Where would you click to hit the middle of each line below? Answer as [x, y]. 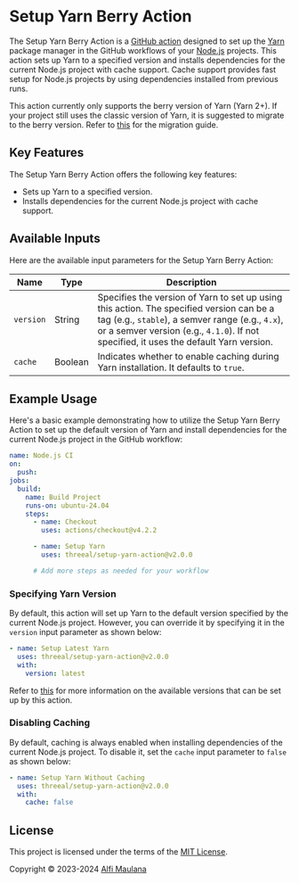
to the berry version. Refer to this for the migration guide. [114, 124]
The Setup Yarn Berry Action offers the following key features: [123, 174]
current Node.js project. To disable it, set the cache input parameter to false [148, 752]
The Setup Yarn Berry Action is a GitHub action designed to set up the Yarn [147, 41]
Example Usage [53, 399]
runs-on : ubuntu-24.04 [67, 506]
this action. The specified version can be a [186, 308]
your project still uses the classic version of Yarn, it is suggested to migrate [147, 115]
